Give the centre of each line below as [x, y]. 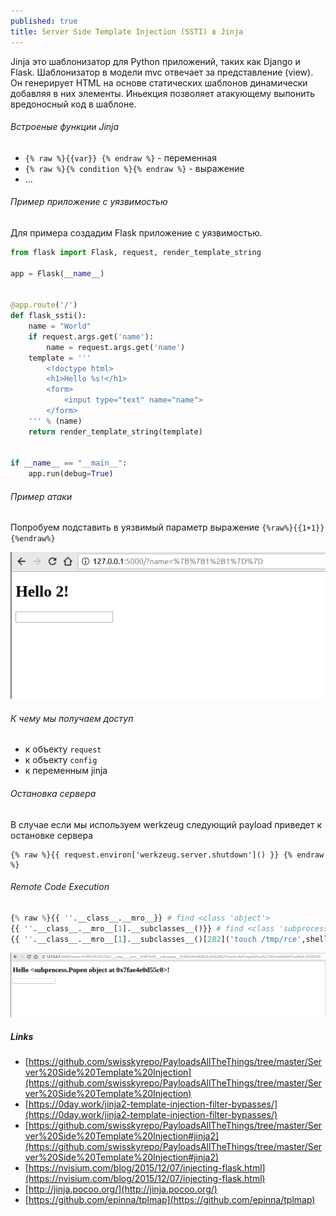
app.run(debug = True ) [71, 474]
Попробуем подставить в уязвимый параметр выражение [135, 527]
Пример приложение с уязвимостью [89, 202]
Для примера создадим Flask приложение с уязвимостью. [136, 232]
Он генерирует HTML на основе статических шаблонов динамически [159, 82]
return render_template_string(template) [115, 431]
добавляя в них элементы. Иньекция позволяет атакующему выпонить [163, 93]
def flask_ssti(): [48, 316]
